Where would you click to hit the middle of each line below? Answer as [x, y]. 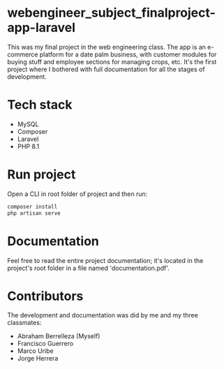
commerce [23, 54]
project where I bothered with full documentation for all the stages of [106, 69]
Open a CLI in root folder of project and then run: [77, 194]
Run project [42, 175]
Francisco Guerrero [45, 344]
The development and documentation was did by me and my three [103, 315]
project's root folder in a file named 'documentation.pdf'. [88, 268]
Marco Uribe [35, 351]
